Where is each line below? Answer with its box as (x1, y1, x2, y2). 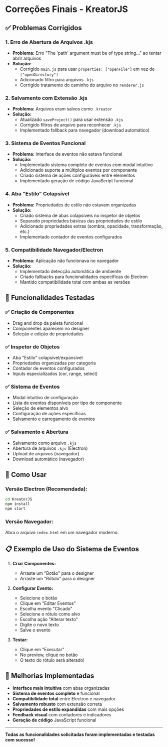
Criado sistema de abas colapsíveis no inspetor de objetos (19, 212, 140, 218)
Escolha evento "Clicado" (19, 606, 72, 612)
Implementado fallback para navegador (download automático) (19, 127, 150, 134)
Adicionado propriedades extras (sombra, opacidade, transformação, (19, 223, 163, 229)
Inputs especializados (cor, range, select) (12, 370, 98, 377)
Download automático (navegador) (12, 456, 84, 462)
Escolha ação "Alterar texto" (19, 616, 78, 623)
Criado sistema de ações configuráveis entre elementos (19, 172, 135, 179)
